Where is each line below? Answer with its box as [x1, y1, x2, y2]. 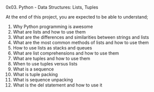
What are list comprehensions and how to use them [12, 50, 119, 56]
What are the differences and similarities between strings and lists [12, 34, 149, 40]
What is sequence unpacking [12, 77, 73, 82]
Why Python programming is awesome [12, 23, 93, 29]
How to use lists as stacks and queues [12, 45, 92, 50]
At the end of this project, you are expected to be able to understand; [5, 14, 148, 19]
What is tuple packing [12, 71, 58, 77]
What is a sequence [12, 66, 54, 72]
